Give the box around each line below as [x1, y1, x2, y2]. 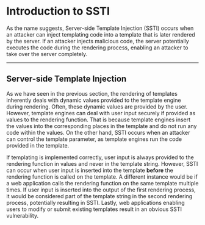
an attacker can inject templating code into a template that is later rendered [6, 30, 195, 38]
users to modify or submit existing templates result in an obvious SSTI [6, 205, 182, 213]
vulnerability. [6, 212, 38, 219]
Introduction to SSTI [6, 4, 110, 18]
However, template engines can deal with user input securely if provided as [6, 109, 196, 116]
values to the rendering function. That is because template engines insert [6, 116, 191, 123]
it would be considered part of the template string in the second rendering [6, 192, 193, 199]
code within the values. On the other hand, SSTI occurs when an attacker [6, 129, 190, 136]
